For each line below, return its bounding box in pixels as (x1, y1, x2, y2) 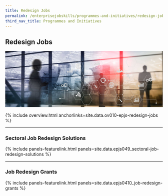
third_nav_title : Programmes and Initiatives (5, 18, 101, 23)
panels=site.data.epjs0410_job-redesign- (77, 180, 163, 186)
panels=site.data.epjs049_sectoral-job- (77, 146, 159, 152)
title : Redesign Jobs (5, 8, 50, 13)
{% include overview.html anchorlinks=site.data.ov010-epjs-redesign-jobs (5, 112, 158, 118)
